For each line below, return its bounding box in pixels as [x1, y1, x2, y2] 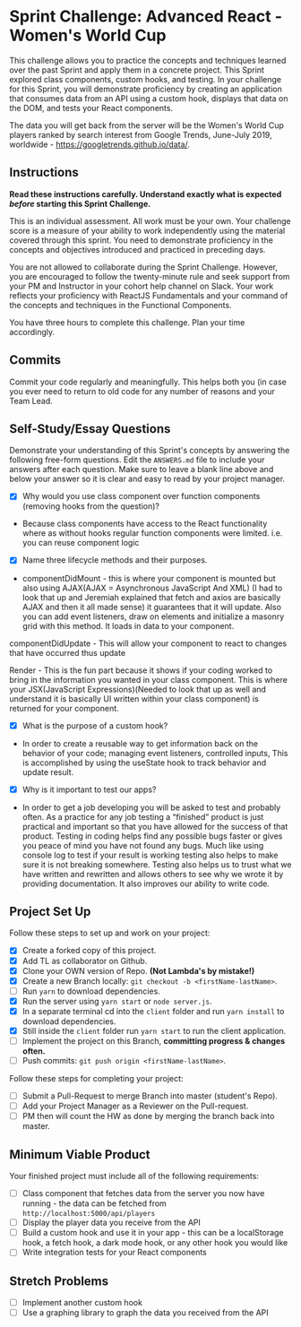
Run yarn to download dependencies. [21, 986, 161, 996]
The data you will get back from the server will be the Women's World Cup [9, 119, 285, 131]
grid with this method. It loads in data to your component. [21, 620, 235, 631]
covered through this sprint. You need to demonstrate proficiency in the [9, 235, 273, 246]
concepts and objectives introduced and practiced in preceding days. [9, 244, 266, 254]
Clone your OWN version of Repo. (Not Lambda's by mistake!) [21, 965, 255, 976]
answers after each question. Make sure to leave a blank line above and [9, 464, 274, 475]
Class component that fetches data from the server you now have [21, 1188, 265, 1199]
